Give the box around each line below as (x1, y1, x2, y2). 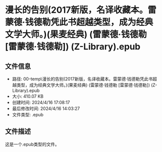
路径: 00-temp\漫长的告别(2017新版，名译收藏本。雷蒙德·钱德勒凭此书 (12, 76, 153, 82)
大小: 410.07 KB (12, 93, 44, 99)
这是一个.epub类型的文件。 (5, 141, 60, 147)
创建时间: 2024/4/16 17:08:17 (12, 100, 70, 105)
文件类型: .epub (12, 112, 44, 117)
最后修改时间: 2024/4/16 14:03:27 (12, 106, 80, 111)
